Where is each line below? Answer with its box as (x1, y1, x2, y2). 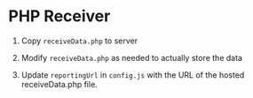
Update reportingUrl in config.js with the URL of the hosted (20, 69, 245, 80)
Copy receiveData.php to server (20, 35, 138, 46)
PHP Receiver (8, 6, 111, 26)
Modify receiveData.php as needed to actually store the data (20, 52, 243, 63)
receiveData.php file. (20, 79, 99, 89)
